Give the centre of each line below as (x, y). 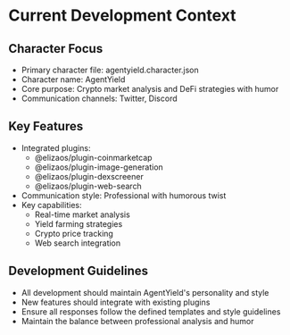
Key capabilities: (51, 205)
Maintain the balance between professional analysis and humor (138, 321)
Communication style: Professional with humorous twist (124, 195)
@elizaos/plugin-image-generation (99, 167)
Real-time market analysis (82, 214)
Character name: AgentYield (73, 80)
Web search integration (78, 243)
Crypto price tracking (74, 233)
